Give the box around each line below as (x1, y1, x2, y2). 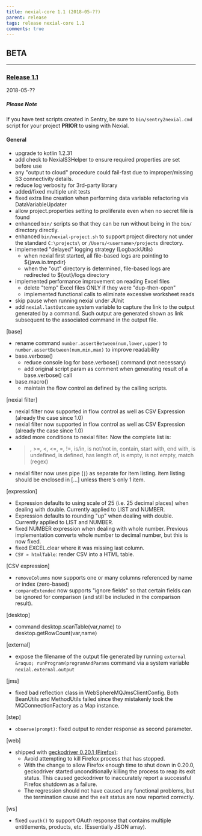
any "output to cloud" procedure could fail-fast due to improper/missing (14, 168, 194, 176)
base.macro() (14, 378, 49, 385)
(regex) (29, 458, 49, 465)
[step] (6, 713, 21, 721)
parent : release (6, 14, 47, 21)
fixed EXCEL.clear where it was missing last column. (14, 544, 145, 551)
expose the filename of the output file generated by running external (14, 653, 186, 660)
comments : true (6, 25, 44, 32)
